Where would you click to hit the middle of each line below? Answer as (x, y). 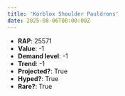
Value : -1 (31, 48)
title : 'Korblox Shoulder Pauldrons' (63, 14)
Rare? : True (35, 86)
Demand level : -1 (43, 56)
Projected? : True (43, 71)
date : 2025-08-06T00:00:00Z (49, 21)
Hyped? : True (38, 78)
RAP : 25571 (34, 41)
